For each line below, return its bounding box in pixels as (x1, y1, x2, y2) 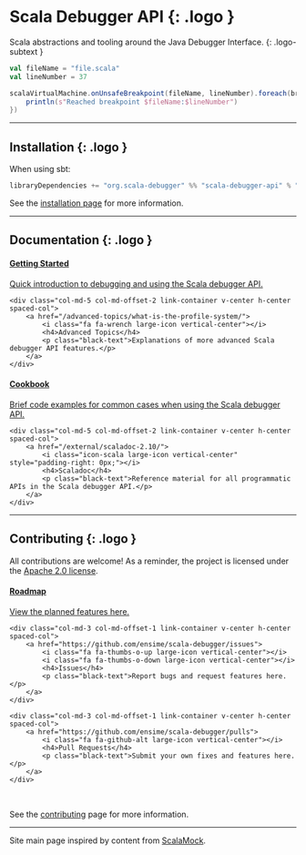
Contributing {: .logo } (9, 531, 137, 547)
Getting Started (9, 258, 70, 269)
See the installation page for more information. (9, 198, 184, 209)
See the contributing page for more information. (9, 809, 189, 819)
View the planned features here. (9, 606, 130, 616)
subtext (9, 46, 38, 56)
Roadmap (9, 585, 47, 597)
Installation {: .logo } (9, 139, 127, 155)
